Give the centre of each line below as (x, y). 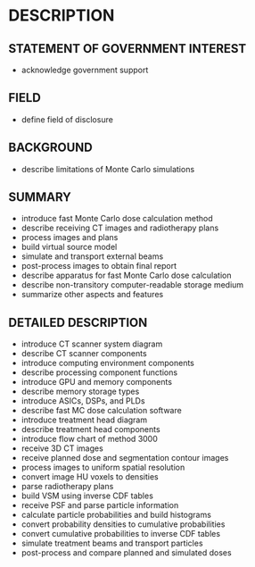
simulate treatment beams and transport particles (112, 543)
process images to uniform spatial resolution (103, 467)
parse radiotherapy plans (67, 487)
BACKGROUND (50, 148)
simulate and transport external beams (92, 256)
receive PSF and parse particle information (100, 505)
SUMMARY (40, 197)
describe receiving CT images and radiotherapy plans (120, 228)
